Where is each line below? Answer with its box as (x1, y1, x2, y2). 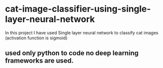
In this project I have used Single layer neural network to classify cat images (5, 30, 159, 35)
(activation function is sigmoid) (5, 35, 68, 41)
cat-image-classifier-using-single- (5, 3, 151, 15)
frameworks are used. (5, 57, 74, 65)
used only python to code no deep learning (5, 49, 139, 57)
